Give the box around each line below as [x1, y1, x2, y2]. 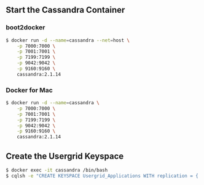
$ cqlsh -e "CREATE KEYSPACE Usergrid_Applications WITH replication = [6, 173, 193, 179]
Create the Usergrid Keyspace [6, 151, 124, 161]
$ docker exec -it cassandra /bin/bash [6, 167, 108, 173]
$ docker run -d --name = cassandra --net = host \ [6, 37, 130, 43]
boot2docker [6, 23, 45, 32]
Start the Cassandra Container [6, 5, 125, 15]
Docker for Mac [6, 86, 53, 94]
